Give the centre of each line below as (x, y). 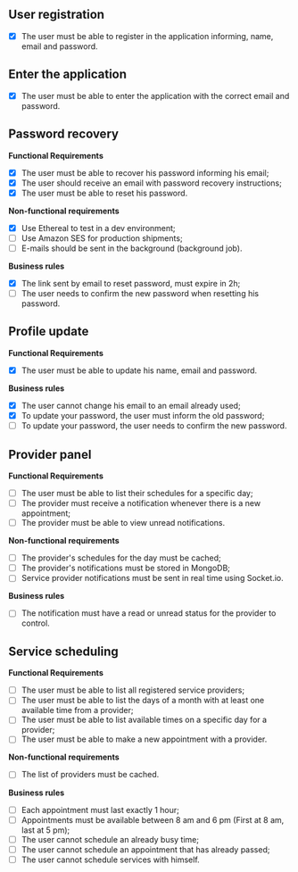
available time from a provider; (77, 710)
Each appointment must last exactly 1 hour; (100, 810)
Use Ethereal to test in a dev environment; (98, 228)
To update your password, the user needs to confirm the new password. (154, 426)
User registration (56, 15)
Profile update (49, 332)
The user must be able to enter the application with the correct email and (155, 96)
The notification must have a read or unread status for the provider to (149, 613)
